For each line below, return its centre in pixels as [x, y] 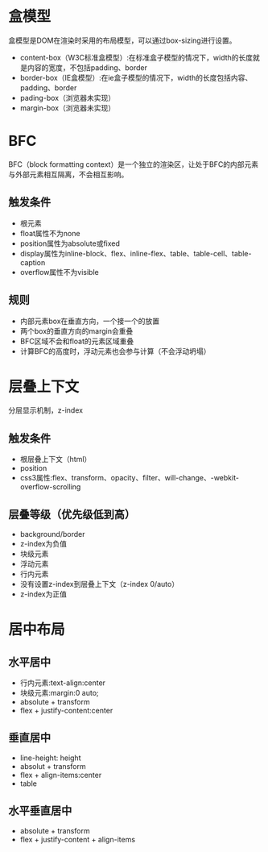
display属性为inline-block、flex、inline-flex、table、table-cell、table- [136, 253]
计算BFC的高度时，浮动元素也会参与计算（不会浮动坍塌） [115, 351]
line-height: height [50, 758]
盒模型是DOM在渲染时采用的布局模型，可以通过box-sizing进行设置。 [122, 40]
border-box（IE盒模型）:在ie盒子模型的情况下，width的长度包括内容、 [136, 77]
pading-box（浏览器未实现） [67, 98]
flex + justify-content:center [66, 711]
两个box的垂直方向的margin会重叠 [76, 330]
